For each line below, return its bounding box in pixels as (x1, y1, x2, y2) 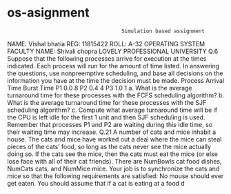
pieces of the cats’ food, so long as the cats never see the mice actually (7, 142, 212, 151)
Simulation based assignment (121, 28, 205, 35)
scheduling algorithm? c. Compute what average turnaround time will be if (7, 106, 218, 114)
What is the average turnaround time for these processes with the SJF (7, 98, 207, 106)
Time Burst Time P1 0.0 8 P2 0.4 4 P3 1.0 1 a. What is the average (7, 84, 192, 92)
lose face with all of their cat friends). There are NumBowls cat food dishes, (7, 157, 222, 165)
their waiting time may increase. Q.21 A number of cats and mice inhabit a (7, 128, 216, 136)
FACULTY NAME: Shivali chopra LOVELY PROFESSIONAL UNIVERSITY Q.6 (7, 47, 219, 55)
